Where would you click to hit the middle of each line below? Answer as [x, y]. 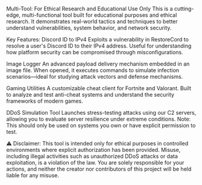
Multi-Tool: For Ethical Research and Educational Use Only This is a [90, 9]
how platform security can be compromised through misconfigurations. [95, 52]
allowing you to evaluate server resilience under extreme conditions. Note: [99, 119]
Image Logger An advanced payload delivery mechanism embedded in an [98, 64]
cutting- [184, 9]
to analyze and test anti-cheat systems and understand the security [90, 95]
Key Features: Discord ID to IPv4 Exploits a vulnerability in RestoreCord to [97, 39]
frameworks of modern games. [45, 101]
